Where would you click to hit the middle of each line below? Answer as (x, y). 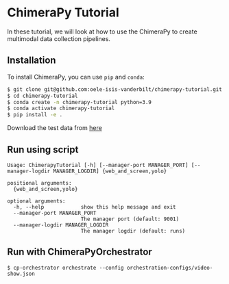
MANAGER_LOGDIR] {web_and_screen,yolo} (110, 171)
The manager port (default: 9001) (130, 219)
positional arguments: (39, 183)
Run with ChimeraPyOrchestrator (80, 252)
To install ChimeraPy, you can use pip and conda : (76, 77)
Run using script (43, 150)
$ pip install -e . (35, 115)
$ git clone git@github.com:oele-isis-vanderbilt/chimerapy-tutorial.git (115, 89)
